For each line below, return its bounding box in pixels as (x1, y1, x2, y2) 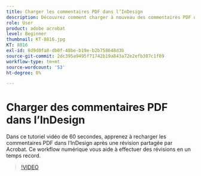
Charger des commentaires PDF (6, 101, 168, 114)
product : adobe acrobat (6, 25, 66, 32)
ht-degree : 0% (6, 70, 42, 76)
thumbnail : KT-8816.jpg (6, 36, 66, 42)
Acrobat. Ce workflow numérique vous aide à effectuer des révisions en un (6, 146, 191, 153)
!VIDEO (20, 163, 39, 171)
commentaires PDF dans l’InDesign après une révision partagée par (6, 140, 173, 147)
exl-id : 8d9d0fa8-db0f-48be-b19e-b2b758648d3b (6, 48, 124, 54)
